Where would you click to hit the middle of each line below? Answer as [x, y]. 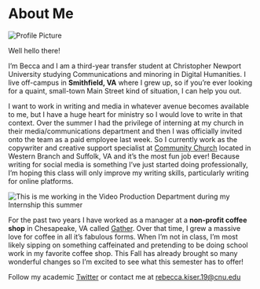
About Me [41, 14]
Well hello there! [34, 50]
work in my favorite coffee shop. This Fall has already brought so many [123, 253]
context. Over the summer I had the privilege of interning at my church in [126, 123]
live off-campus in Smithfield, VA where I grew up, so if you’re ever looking [130, 82]
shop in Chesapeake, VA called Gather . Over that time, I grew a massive [125, 228]
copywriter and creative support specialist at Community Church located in [130, 148]
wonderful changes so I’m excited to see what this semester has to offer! [126, 262]
